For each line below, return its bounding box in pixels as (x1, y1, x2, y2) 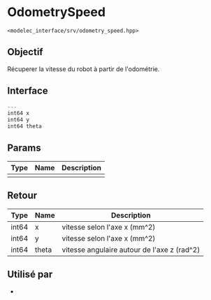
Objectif (7, 46, 43, 58)
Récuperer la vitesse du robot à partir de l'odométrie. (7, 64, 160, 73)
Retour (7, 190, 38, 202)
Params (7, 142, 41, 154)
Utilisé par (7, 269, 53, 280)
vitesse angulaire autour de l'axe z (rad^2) (61, 245, 201, 255)
